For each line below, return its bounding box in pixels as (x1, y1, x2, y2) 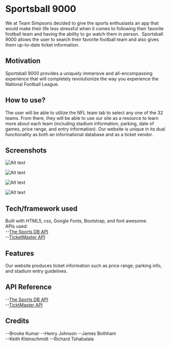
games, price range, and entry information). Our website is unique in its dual (5, 126, 165, 132)
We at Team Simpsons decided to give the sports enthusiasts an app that (5, 20, 159, 26)
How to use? (5, 96, 46, 105)
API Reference (5, 283, 52, 292)
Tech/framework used (5, 204, 78, 213)
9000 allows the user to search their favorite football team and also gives (5, 36, 159, 42)
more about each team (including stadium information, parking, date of (5, 120, 154, 126)
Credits (5, 317, 30, 326)
